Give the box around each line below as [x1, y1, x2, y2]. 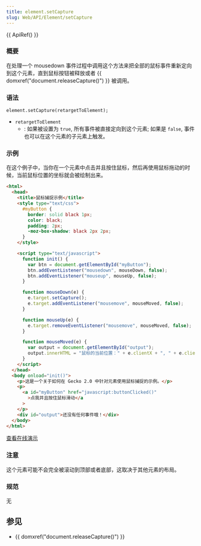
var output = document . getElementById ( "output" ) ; [28, 344, 154, 351]
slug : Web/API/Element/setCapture [6, 14, 93, 20]
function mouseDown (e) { [22, 290, 85, 296]
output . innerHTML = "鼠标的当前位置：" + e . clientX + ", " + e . [28, 350, 185, 356]
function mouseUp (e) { [22, 317, 79, 323]
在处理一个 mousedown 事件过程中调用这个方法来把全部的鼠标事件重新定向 [6, 61, 192, 69]
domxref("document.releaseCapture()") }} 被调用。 [6, 76, 133, 84]
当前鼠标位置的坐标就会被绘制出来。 [16, 172, 106, 179]
